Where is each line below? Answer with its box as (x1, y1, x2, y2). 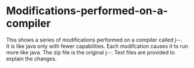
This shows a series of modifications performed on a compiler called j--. (6, 36, 183, 43)
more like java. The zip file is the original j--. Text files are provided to (6, 48, 176, 56)
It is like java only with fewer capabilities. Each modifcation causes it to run (6, 43, 188, 50)
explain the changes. (6, 55, 57, 62)
